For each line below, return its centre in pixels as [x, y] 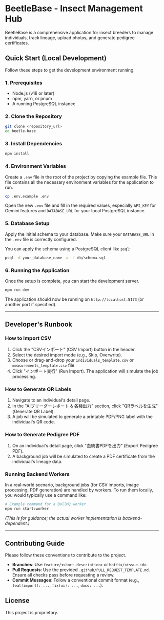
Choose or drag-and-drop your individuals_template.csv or [73, 360]
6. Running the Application [37, 270]
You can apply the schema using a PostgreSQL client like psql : [68, 249]
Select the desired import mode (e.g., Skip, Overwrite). [67, 355]
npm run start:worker [27, 509]
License [17, 601]
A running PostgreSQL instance [44, 104]
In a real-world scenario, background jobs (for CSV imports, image [72, 485]
